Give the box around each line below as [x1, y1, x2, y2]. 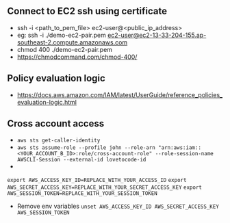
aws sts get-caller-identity [16, 137, 101, 144]
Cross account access [7, 118, 105, 129]
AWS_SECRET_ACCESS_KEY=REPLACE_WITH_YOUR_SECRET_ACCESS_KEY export [7, 184, 202, 191]
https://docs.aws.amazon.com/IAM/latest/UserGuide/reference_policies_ [16, 90, 223, 99]
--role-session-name [155, 150, 214, 157]
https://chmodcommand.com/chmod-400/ [16, 53, 138, 61]
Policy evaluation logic [7, 73, 106, 84]
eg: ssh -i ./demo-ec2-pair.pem [16, 31, 106, 39]
